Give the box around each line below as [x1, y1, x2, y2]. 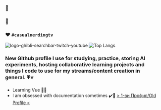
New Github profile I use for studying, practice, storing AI [5, 55, 146, 62]
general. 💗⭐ [5, 74, 34, 81]
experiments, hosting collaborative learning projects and [5, 61, 145, 68]
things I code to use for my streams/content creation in [5, 67, 140, 74]
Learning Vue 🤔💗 [12, 87, 47, 93]
